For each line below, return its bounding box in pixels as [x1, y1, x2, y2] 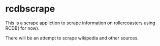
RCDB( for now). [5, 25, 40, 31]
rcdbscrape [5, 3, 55, 15]
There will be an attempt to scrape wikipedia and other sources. [5, 35, 139, 41]
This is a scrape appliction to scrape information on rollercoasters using [5, 20, 156, 26]
